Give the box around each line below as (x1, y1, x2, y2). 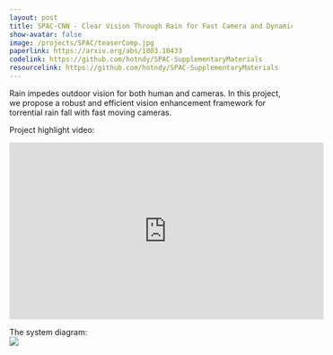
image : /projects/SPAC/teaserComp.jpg (9, 38, 154, 48)
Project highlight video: (9, 124, 95, 135)
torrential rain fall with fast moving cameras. (9, 107, 172, 118)
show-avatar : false (9, 30, 83, 39)
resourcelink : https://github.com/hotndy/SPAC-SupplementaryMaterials (9, 64, 279, 73)
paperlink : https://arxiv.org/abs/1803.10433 (9, 47, 182, 56)
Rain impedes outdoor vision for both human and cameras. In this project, (9, 87, 281, 99)
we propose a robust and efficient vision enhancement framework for (9, 97, 267, 108)
